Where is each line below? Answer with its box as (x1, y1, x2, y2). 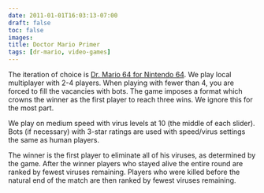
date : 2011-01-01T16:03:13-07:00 (8, 11, 118, 20)
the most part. (8, 103, 54, 113)
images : (8, 33, 34, 42)
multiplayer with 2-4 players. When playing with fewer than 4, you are (8, 78, 235, 87)
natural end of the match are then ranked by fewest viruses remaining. (8, 176, 236, 185)
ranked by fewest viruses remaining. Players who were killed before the (8, 167, 240, 176)
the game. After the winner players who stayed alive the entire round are (8, 159, 244, 168)
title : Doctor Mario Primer (8, 41, 101, 49)
